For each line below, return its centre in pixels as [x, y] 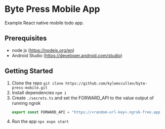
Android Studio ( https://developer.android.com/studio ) [67, 55]
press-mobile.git [30, 87]
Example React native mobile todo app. [44, 23]
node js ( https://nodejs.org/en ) [43, 50]
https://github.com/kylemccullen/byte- [106, 83]
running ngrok [26, 103]
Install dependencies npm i [39, 92]
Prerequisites [26, 38]
